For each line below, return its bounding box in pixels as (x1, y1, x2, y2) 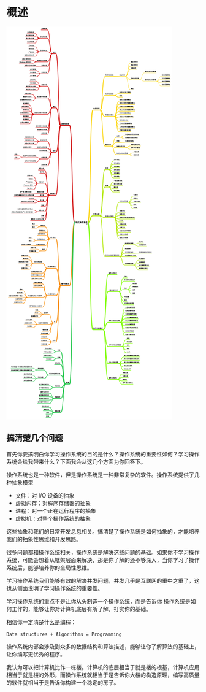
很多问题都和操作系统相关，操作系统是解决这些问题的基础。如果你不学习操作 (6, 548, 200, 556)
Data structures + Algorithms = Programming (6, 631, 122, 637)
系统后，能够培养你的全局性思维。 (6, 564, 93, 571)
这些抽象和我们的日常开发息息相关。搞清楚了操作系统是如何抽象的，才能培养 (6, 528, 200, 535)
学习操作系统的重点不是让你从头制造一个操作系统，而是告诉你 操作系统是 (6, 598, 191, 605)
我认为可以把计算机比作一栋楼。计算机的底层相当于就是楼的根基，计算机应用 (6, 663, 200, 671)
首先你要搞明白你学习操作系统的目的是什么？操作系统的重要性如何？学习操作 (6, 450, 200, 458)
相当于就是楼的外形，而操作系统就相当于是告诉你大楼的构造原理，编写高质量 (6, 671, 200, 679)
